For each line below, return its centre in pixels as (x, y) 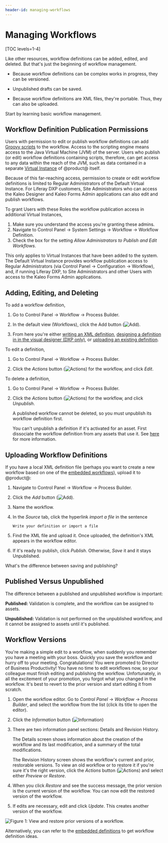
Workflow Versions (36, 640)
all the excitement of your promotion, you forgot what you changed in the (81, 679)
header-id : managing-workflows (38, 10)
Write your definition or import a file (55, 526)
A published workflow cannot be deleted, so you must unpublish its (82, 413)
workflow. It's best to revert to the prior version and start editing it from (78, 684)
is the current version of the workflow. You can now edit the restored (83, 791)
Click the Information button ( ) (58, 720)
